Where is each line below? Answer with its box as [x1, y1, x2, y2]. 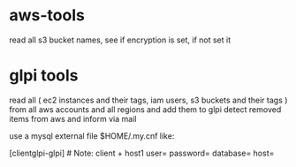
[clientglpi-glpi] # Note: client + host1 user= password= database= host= [9, 148, 275, 158]
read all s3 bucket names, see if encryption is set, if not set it [9, 34, 231, 45]
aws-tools [9, 5, 86, 26]
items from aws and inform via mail [9, 113, 137, 124]
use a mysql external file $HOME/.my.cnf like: [9, 130, 175, 141]
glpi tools [9, 65, 79, 86]
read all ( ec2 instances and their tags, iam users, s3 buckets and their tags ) [9, 95, 288, 105]
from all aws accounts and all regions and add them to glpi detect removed [9, 103, 282, 115]
